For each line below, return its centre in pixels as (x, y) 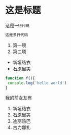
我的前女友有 (19, 98)
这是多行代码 (17, 35)
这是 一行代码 (17, 25)
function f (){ (20, 78)
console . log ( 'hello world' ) (37, 83)
